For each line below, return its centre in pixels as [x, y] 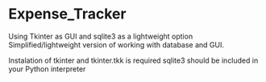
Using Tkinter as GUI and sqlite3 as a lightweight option [101, 36]
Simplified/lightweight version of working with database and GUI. [116, 44]
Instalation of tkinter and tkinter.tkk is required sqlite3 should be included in [133, 60]
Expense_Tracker [67, 14]
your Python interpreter [47, 68]
